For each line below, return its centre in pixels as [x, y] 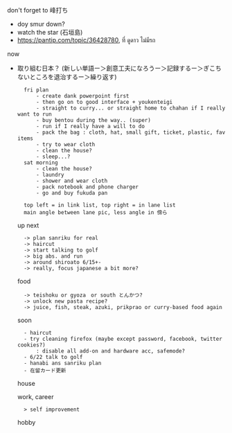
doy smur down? [41, 24]
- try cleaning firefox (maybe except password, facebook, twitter [123, 339]
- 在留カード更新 [45, 371]
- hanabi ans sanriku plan [63, 363]
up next [28, 225]
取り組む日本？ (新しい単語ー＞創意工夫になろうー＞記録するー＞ [110, 68]
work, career [35, 397]
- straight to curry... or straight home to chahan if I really [131, 108]
